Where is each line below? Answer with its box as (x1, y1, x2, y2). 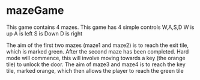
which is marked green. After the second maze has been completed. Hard (6, 48, 189, 55)
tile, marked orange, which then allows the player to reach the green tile (6, 67, 184, 74)
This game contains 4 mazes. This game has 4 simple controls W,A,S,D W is (6, 23, 195, 31)
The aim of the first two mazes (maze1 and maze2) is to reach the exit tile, (6, 42, 189, 49)
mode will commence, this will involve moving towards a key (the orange (6, 54, 186, 61)
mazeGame (6, 4, 64, 17)
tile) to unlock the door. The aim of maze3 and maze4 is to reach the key (6, 61, 186, 68)
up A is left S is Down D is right (6, 29, 83, 37)
